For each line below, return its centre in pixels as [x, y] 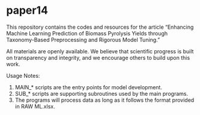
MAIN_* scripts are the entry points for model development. [88, 87]
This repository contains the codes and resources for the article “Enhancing [100, 27]
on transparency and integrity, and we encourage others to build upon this [98, 57]
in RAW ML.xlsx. [35, 106]
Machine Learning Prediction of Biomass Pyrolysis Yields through [87, 33]
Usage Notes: [23, 75]
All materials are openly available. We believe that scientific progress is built [100, 51]
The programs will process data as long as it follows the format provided [105, 100]
